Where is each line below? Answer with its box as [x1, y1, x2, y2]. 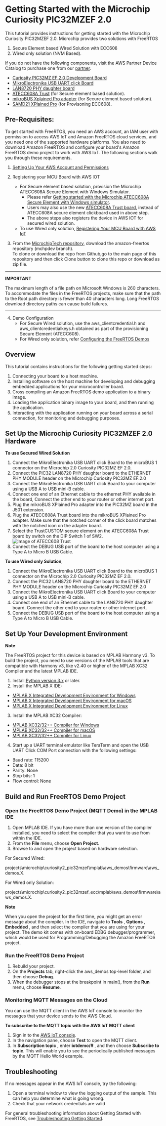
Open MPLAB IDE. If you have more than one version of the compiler [12, 824, 152, 831]
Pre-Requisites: [5, 115, 54, 124]
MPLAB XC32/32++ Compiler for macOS [12, 727, 95, 733]
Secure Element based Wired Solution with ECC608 [12, 45, 118, 51]
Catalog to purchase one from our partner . [5, 65, 91, 71]
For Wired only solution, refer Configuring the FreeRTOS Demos [19, 336, 150, 342]
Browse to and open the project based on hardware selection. [12, 845, 138, 851]
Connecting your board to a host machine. [12, 373, 99, 379]
